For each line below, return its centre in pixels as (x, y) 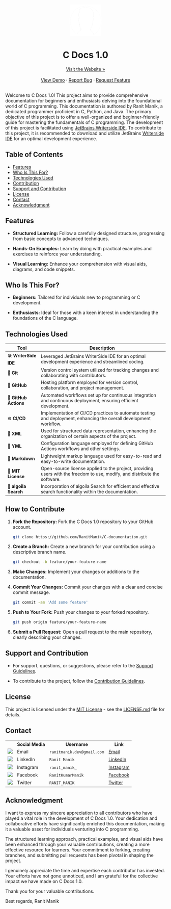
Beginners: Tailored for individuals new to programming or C (77, 297)
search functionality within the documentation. (89, 492)
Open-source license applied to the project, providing (97, 468)
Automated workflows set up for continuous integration (98, 395)
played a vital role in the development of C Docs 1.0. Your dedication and (81, 818)
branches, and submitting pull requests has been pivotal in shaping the (79, 855)
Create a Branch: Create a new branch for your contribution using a (84, 547)
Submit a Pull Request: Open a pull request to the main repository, (82, 632)
